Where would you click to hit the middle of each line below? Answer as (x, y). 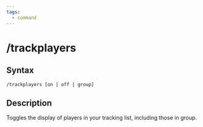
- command (24, 18)
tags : (13, 12)
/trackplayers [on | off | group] (50, 84)
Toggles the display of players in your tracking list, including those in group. (102, 118)
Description (29, 103)
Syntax (20, 71)
